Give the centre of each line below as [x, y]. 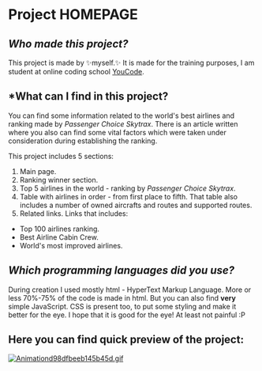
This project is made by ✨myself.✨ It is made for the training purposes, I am [131, 62]
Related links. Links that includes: [74, 213]
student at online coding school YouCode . [76, 72]
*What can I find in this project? [88, 97]
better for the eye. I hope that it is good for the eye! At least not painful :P [127, 315]
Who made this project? [68, 44]
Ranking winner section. [59, 180]
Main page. [38, 171]
